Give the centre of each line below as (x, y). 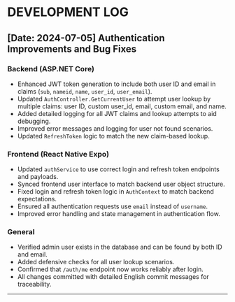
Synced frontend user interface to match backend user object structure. (121, 184)
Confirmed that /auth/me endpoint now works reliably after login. (111, 269)
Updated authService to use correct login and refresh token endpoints (119, 169)
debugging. (34, 121)
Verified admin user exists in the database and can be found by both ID (120, 247)
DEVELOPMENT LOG (68, 12)
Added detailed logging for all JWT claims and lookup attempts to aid (117, 113)
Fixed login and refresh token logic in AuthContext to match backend (116, 192)
